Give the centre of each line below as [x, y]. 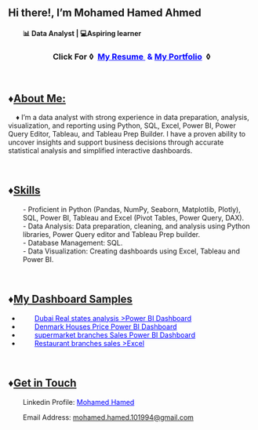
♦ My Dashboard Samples [71, 299]
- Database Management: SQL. [73, 242]
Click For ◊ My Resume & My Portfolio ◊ [132, 56]
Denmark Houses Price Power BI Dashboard [106, 326]
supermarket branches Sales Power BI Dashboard [115, 335]
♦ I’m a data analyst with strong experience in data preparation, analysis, [132, 118]
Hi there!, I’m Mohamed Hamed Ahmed [105, 13]
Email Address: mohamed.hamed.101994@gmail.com [109, 417]
